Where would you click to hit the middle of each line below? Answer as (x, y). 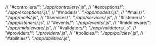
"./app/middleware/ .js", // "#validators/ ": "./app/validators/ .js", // (71, 28)
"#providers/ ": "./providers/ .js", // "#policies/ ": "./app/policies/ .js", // (74, 33)
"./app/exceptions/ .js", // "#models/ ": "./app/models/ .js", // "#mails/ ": (76, 12)
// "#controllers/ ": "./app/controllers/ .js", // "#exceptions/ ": (65, 7)
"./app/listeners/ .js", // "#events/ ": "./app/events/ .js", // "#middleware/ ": (78, 23)
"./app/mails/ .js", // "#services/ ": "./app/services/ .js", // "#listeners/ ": (76, 17)
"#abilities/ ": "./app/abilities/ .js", (38, 38)
